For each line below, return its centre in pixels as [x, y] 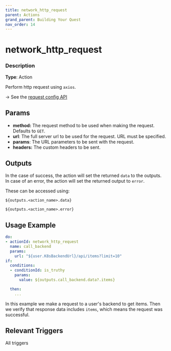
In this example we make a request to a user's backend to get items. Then [83, 304]
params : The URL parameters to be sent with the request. [73, 142]
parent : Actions [22, 15]
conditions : [23, 266]
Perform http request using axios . [41, 87]
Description [20, 66]
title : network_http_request [36, 10]
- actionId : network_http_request [42, 242]
